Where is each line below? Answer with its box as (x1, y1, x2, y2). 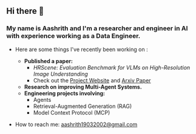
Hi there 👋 (6, 6, 44, 16)
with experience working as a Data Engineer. (6, 32, 141, 40)
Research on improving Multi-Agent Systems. (24, 83, 143, 90)
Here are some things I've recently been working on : (15, 45, 148, 53)
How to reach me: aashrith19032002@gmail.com (15, 121, 138, 128)
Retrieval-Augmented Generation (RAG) (33, 102, 132, 110)
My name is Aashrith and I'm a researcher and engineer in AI (6, 24, 188, 33)
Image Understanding (33, 70, 88, 78)
